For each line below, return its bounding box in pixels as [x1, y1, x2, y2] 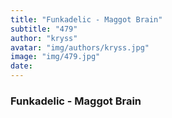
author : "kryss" [10, 33, 78, 43]
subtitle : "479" [10, 24, 78, 34]
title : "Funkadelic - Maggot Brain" [10, 14, 163, 25]
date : [10, 61, 33, 71]
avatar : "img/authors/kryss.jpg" [10, 42, 150, 53]
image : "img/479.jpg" [10, 52, 101, 62]
